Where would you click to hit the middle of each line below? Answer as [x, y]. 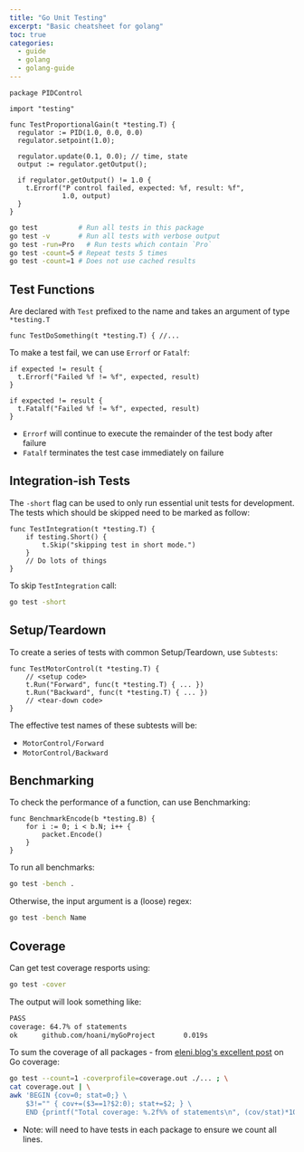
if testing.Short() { [66, 537]
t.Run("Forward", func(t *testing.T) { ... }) [115, 684]
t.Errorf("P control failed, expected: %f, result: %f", [135, 188]
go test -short [38, 602]
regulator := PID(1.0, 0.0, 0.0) [81, 132]
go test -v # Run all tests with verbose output [115, 236]
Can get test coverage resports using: [80, 967]
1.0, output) [86, 195]
